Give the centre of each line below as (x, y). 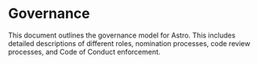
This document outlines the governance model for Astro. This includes (122, 35)
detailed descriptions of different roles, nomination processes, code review (129, 43)
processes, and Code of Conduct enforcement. (84, 52)
